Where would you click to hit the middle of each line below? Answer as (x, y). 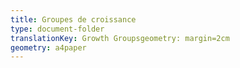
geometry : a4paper (48, 47)
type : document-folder (57, 29)
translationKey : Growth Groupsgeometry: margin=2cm (120, 38)
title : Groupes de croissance (73, 19)
